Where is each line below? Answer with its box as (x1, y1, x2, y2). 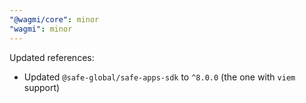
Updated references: (9, 51, 95, 63)
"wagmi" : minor (9, 24, 73, 34)
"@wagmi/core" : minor (9, 14, 100, 25)
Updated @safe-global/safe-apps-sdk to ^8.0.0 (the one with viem (23, 71, 296, 83)
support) (23, 81, 61, 93)
